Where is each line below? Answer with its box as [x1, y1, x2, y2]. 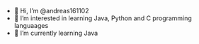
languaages [13, 22, 49, 29]
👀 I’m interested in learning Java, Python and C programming [13, 14, 193, 22]
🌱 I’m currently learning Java [13, 29, 98, 37]
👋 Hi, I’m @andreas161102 [13, 7, 89, 15]
